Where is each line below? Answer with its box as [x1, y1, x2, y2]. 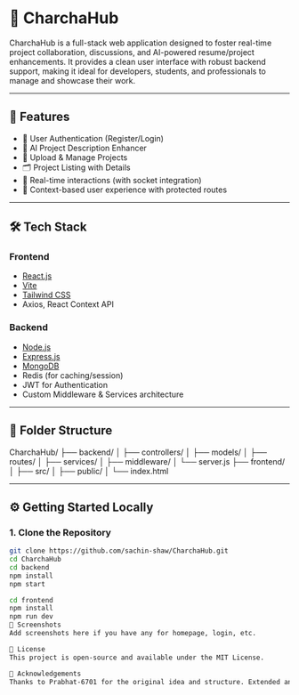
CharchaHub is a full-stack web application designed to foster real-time [9, 37, 272, 48]
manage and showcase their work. [9, 75, 136, 85]
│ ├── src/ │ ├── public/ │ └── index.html [9, 465, 169, 476]
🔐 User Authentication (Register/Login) [21, 133, 165, 143]
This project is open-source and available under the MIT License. [9, 653, 265, 662]
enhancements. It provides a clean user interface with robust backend [9, 56, 267, 67]
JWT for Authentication [21, 379, 109, 390]
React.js [21, 271, 53, 281]
